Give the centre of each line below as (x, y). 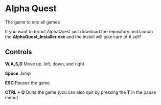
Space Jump (18, 73)
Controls (19, 52)
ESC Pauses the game (27, 83)
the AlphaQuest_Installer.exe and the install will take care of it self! (73, 37)
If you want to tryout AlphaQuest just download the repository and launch (79, 31)
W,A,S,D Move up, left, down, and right (45, 63)
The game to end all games (33, 22)
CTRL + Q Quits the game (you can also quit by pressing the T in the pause (80, 92)
